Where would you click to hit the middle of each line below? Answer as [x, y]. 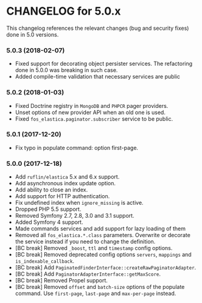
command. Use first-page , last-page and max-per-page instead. [96, 293]
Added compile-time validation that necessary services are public [98, 77]
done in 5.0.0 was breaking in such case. [66, 70]
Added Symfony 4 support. [49, 222]
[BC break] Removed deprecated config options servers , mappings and [103, 255]
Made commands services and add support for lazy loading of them [100, 229]
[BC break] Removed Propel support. [61, 280]
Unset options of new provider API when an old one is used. [90, 112]
